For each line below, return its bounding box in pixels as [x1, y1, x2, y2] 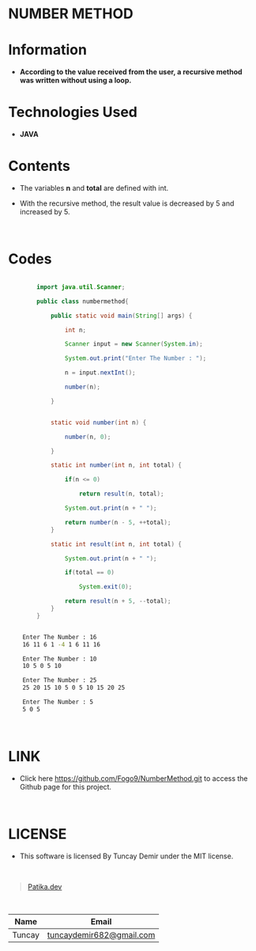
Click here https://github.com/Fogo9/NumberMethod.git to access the [19, 773, 248, 783]
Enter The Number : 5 [22, 698, 93, 707]
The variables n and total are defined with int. [19, 184, 169, 192]
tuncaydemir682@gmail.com [47, 929, 156, 940]
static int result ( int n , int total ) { [50, 540, 182, 548]
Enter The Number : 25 [22, 676, 97, 684]
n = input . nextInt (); [64, 369, 136, 377]
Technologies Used [8, 104, 138, 121]
